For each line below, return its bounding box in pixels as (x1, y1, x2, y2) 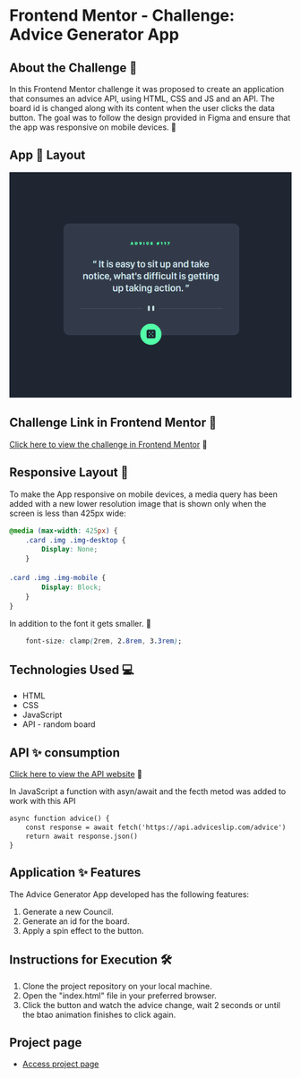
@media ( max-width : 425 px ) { (9, 526, 118, 535)
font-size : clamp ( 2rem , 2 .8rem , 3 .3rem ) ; (25, 637, 182, 646)
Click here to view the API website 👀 (9, 769, 143, 779)
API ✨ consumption (9, 745, 121, 760)
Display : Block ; (41, 583, 102, 592)
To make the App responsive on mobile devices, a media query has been (9, 489, 278, 500)
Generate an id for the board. (21, 915, 130, 927)
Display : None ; (41, 545, 99, 554)
